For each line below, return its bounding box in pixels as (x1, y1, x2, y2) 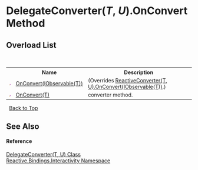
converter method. (88, 91, 133, 98)
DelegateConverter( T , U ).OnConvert (6, 4, 188, 18)
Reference (6, 138, 32, 145)
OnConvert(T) (15, 91, 50, 98)
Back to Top (8, 104, 38, 111)
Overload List (6, 40, 57, 50)
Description (124, 69, 154, 76)
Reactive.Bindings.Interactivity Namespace (6, 157, 111, 164)
